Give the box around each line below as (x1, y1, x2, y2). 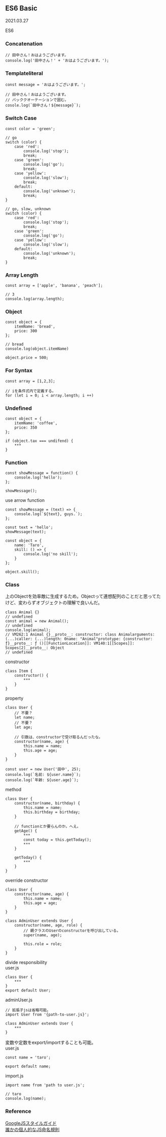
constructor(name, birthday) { (14, 801, 80, 806)
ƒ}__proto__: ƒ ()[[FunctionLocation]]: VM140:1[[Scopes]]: (5, 641, 135, 646)
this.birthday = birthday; (23, 810, 80, 815)
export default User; (5, 988, 51, 993)
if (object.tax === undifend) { (5, 438, 73, 443)
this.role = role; (23, 942, 62, 947)
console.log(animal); (5, 627, 51, 633)
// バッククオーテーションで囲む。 (5, 98, 69, 103)
